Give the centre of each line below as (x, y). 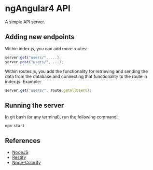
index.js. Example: (23, 81)
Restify (19, 157)
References (23, 141)
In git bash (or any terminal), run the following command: (62, 117)
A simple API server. (25, 22)
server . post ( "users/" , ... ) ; (34, 62)
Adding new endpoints (40, 37)
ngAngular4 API (38, 8)
